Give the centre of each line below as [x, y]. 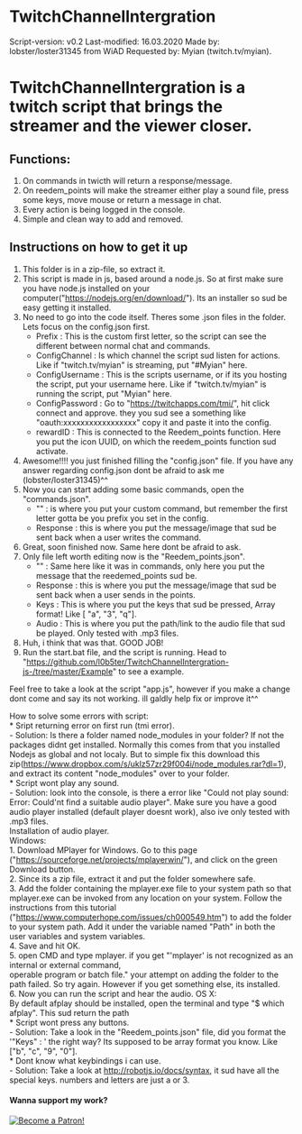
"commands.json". [57, 498]
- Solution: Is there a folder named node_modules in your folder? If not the [147, 735]
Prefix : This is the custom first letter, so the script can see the [151, 336]
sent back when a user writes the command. [118, 537]
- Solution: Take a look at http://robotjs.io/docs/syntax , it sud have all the [144, 1070]
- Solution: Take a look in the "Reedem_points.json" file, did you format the [148, 1032]
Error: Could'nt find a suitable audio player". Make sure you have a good [143, 802]
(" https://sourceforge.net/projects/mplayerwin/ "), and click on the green [143, 859]
